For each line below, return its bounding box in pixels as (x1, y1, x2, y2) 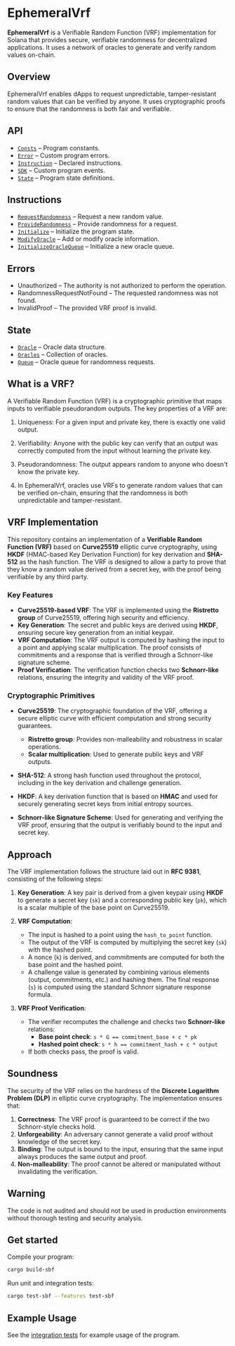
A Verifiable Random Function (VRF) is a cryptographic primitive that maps (7, 396, 222, 405)
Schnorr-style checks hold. (17, 1122, 97, 1131)
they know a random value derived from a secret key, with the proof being (7, 564, 222, 574)
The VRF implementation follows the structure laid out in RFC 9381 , (7, 867, 201, 876)
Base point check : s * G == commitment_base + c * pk (38, 1033, 198, 1041)
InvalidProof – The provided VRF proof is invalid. (17, 304, 157, 312)
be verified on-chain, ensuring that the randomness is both (17, 488, 188, 497)
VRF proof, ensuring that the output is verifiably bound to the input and (17, 821, 222, 829)
